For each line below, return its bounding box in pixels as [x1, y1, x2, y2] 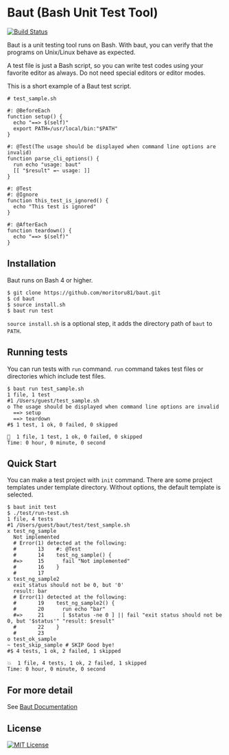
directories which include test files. [7, 372, 106, 380]
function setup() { [7, 113, 63, 120]
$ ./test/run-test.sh [7, 510, 69, 517]
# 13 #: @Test [13, 546, 81, 553]
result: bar [13, 588, 48, 595]
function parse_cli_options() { [7, 155, 99, 162]
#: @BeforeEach [7, 107, 51, 114]
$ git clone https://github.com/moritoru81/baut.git [7, 289, 161, 296]
